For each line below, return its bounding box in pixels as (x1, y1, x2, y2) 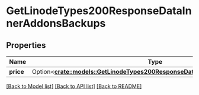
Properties (6, 40, 46, 50)
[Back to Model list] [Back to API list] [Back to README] (6, 83, 142, 90)
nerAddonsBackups (6, 17, 106, 30)
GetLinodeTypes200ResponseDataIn (6, 4, 192, 18)
